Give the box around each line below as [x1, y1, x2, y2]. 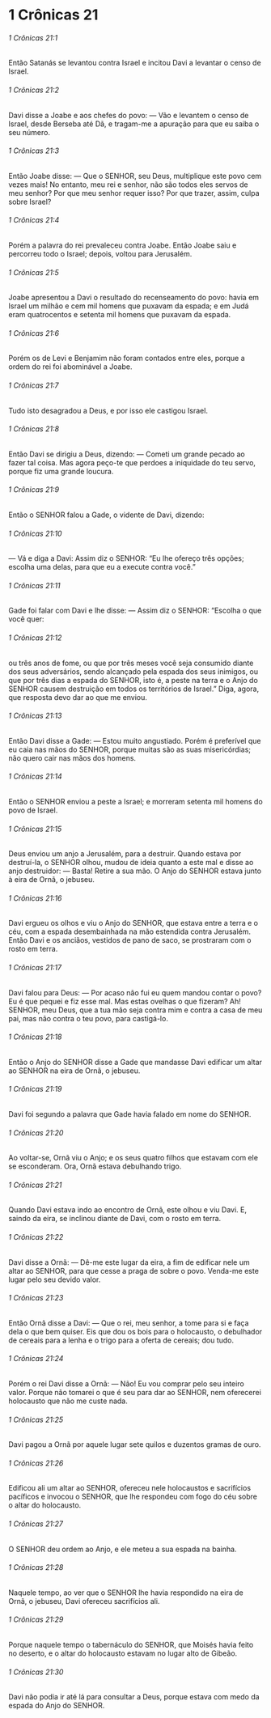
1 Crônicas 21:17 [8, 963, 62, 973]
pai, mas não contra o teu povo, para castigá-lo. [8, 1013, 168, 1023]
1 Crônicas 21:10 [8, 528, 62, 538]
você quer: [8, 614, 44, 624]
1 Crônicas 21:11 [8, 580, 61, 590]
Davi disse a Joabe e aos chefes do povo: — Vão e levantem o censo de [8, 110, 249, 120]
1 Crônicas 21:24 [8, 1354, 64, 1364]
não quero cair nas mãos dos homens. [8, 753, 136, 762]
